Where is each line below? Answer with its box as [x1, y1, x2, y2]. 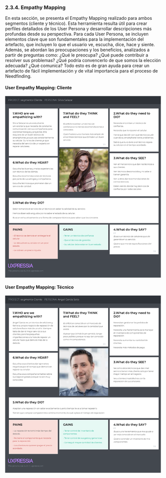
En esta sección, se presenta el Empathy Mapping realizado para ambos [5, 15, 152, 21]
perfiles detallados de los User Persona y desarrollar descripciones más [5, 26, 152, 32]
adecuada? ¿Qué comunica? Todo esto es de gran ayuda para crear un [5, 63, 150, 68]
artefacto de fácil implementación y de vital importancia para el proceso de [5, 68, 158, 74]
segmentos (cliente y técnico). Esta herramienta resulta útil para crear [5, 20, 147, 26]
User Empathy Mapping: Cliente [5, 84, 72, 90]
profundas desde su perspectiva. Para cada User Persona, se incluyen [5, 31, 149, 37]
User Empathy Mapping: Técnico [5, 284, 74, 290]
